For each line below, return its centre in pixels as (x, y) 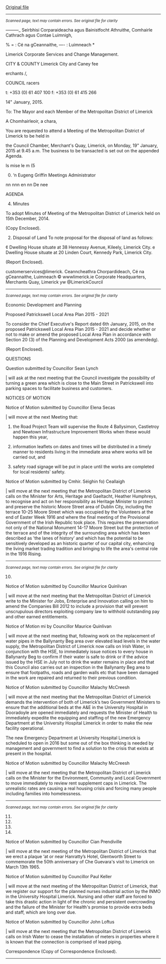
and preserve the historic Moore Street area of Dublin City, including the (79, 507)
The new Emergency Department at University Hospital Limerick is (73, 738)
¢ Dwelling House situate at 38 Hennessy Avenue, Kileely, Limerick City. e (81, 247)
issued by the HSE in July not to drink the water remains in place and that (80, 662)
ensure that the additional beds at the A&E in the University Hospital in (77, 707)
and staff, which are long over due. (41, 912)
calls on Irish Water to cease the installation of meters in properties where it (82, 937)
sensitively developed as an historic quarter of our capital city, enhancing (80, 543)
